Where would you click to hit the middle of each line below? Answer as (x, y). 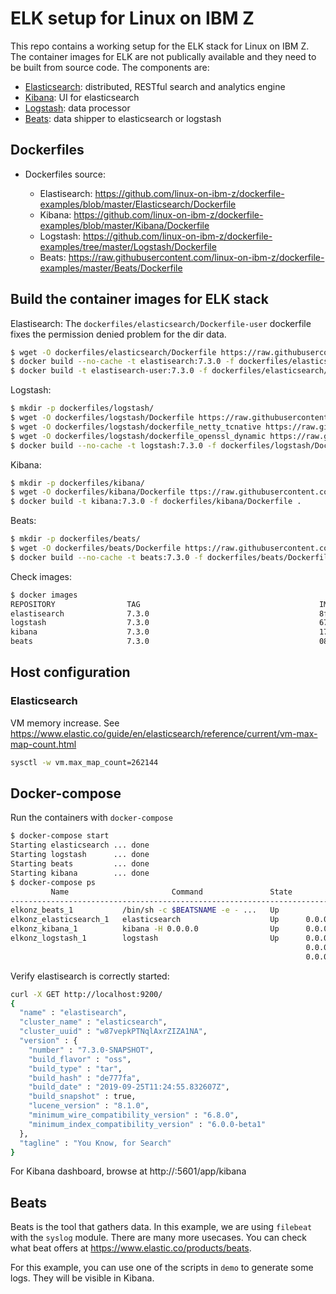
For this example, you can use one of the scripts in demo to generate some (162, 1268)
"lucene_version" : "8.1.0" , (89, 1106)
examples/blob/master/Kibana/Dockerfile (124, 225)
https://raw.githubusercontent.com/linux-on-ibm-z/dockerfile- (196, 257)
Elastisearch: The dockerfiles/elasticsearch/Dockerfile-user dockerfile (161, 323)
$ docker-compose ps (53, 882)
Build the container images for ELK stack (139, 299)
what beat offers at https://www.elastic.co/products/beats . (131, 1248)
